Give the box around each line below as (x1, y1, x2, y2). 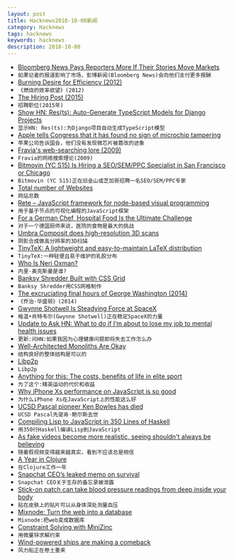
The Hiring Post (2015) (17, 93, 84, 101)
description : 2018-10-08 (7, 43, 81, 50)
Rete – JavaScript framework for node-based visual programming (17, 199, 210, 207)
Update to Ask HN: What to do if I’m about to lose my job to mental (17, 319, 213, 327)
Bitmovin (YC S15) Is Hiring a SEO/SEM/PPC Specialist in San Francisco (17, 161, 225, 169)
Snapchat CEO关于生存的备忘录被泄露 (17, 479, 115, 486)
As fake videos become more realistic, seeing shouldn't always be (17, 432, 211, 441)
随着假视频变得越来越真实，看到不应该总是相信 (17, 449, 135, 456)
